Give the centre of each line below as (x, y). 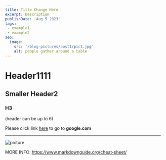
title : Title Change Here (32, 10)
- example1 (18, 28)
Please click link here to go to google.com (48, 128)
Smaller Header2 (32, 94)
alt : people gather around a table (51, 51)
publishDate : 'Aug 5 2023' (33, 19)
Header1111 (28, 76)
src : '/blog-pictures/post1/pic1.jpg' (54, 47)
